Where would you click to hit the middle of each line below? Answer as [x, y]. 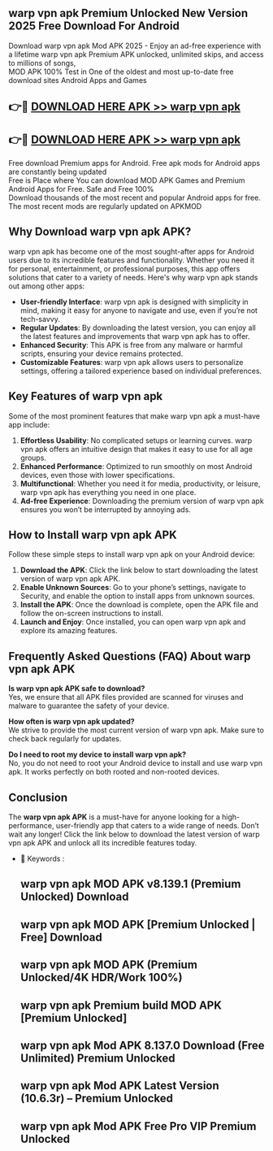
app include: [29, 424]
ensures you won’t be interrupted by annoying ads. [105, 509]
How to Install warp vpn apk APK [93, 535]
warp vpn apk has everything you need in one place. [108, 492]
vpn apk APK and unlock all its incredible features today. [103, 843]
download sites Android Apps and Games [78, 80]
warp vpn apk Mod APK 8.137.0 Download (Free [143, 1046]
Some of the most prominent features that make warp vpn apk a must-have [134, 416]
